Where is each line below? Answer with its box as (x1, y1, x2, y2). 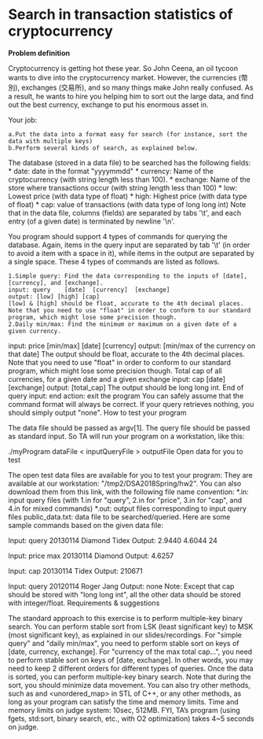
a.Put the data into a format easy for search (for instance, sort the (8, 130, 247, 139)
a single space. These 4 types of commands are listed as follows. (8, 257, 220, 266)
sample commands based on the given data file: (8, 520, 163, 530)
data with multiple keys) (8, 137, 93, 145)
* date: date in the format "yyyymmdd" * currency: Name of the (8, 166, 214, 176)
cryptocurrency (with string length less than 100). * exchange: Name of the (8, 175, 251, 184)
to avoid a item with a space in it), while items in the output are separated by (8, 248, 255, 257)
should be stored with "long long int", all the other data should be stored (8, 589, 241, 599)
